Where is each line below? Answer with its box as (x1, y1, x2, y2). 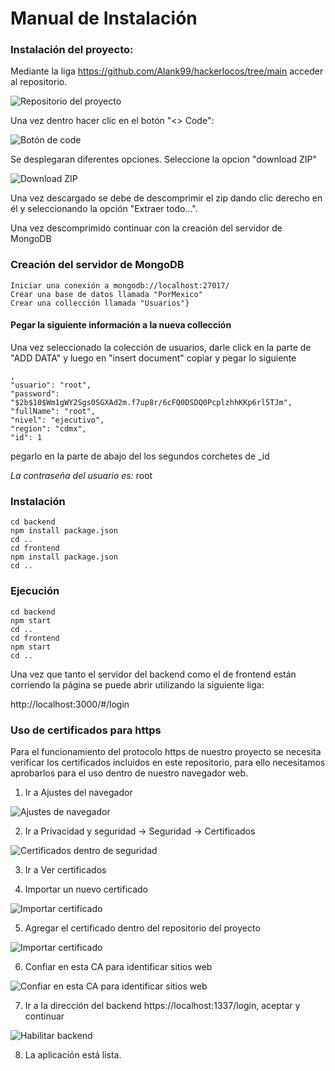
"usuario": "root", (10, 380, 92, 390)
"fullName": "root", (10, 406, 97, 416)
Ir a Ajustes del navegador (24, 786, 133, 798)
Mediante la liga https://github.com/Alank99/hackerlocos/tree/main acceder (10, 65, 324, 77)
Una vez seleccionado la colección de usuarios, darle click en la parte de (10, 341, 312, 353)
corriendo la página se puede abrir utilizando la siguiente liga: (10, 678, 265, 691)
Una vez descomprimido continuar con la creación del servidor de (10, 222, 283, 234)
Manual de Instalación (10, 7, 198, 30)
